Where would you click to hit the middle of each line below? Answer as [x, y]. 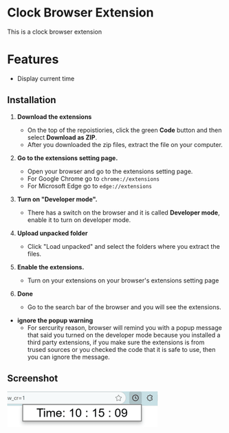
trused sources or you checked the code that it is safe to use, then [121, 349]
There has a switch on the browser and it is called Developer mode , [123, 212]
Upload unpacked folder [52, 233]
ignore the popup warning [55, 320]
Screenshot [33, 378]
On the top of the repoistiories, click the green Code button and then [124, 130]
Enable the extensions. [51, 267]
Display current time [46, 78]
